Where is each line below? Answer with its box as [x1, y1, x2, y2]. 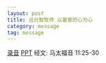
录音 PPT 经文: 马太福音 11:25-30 [7, 49, 99, 57]
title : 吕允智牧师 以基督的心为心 [7, 16, 93, 23]
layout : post [7, 10, 44, 17]
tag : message [7, 29, 44, 36]
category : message [7, 23, 59, 29]
